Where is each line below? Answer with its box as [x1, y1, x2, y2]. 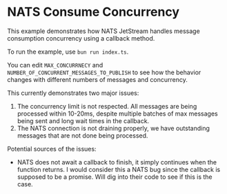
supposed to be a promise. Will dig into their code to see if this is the [17, 173, 213, 181]
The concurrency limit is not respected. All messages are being [17, 102, 197, 110]
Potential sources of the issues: [7, 144, 97, 153]
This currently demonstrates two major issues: [7, 89, 139, 97]
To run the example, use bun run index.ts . [7, 47, 129, 56]
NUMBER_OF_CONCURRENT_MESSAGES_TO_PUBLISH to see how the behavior [7, 68, 201, 76]
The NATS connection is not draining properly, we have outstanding [17, 124, 210, 132]
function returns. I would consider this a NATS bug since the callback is [17, 165, 221, 173]
